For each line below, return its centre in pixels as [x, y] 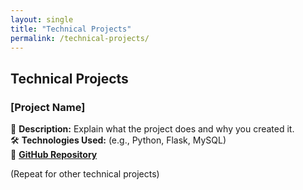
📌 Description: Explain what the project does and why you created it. [152, 129]
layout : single [42, 19]
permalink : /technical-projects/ [80, 38]
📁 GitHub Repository [54, 155]
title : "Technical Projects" [71, 29]
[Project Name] [48, 107]
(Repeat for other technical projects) [85, 174]
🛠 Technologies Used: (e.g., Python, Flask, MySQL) [118, 140]
